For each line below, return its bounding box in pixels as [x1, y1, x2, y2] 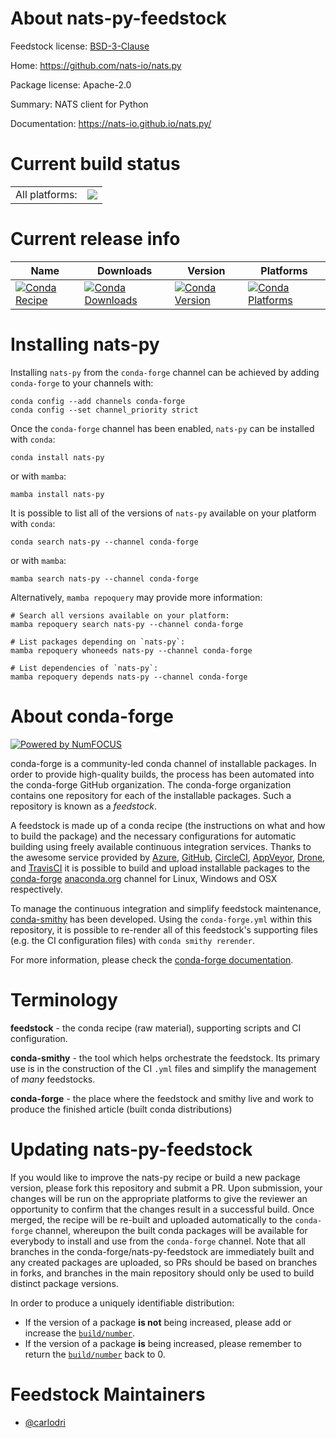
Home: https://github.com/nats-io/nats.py [10, 59, 182, 71]
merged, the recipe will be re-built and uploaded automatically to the [10, 1213, 293, 1226]
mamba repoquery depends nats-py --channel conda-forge [10, 672, 248, 682]
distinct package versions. [10, 1277, 119, 1289]
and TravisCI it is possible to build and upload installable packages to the [10, 862, 311, 874]
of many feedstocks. [10, 1073, 96, 1085]
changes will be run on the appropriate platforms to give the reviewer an [10, 1192, 308, 1204]
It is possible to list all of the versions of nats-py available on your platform [10, 507, 317, 519]
